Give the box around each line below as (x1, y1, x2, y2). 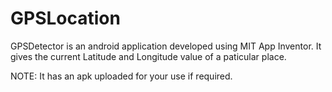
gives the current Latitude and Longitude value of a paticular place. (10, 50, 287, 62)
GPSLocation (10, 7, 121, 30)
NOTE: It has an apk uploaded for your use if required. (10, 70, 233, 82)
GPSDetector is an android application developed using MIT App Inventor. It (10, 40, 322, 52)
